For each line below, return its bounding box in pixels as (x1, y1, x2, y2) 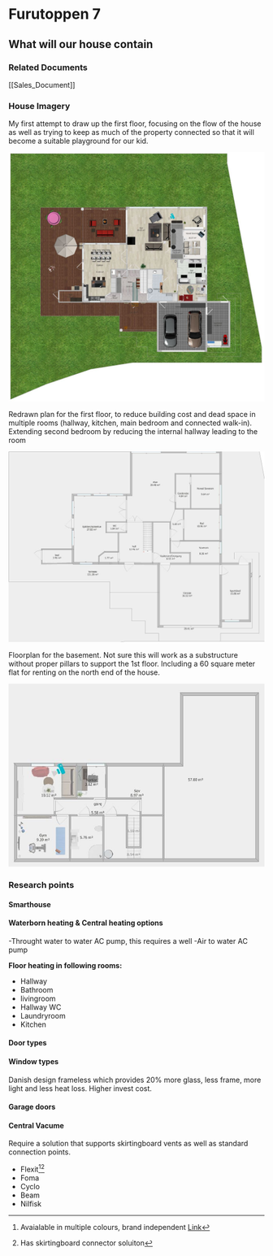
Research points (8, 880, 75, 891)
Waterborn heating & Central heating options (8, 918, 164, 928)
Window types (8, 1057, 59, 1067)
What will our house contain (8, 37, 154, 51)
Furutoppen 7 (8, 5, 102, 24)
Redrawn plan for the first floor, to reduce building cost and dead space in (8, 410, 256, 419)
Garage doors (8, 1102, 56, 1112)
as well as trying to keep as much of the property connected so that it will (8, 128, 254, 137)
